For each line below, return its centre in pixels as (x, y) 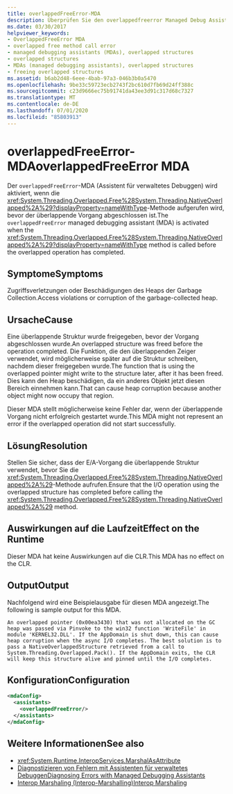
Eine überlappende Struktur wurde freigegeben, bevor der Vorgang (103, 337)
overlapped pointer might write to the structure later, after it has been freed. (115, 373)
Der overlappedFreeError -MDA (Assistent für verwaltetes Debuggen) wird (113, 186)
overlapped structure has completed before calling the (85, 492)
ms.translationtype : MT (42, 98)
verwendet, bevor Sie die (43, 470)
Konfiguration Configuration (69, 680)
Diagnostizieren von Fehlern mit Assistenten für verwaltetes (103, 768)
